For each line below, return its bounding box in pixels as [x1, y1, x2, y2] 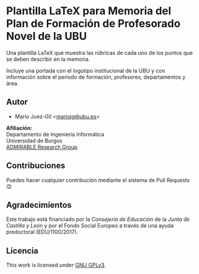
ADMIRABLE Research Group [6, 143, 77, 150]
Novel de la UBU [6, 30, 88, 43]
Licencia [6, 245, 39, 256]
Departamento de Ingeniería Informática [6, 130, 104, 138]
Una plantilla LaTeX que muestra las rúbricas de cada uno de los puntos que [6, 49, 193, 56]
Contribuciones [6, 161, 66, 171]
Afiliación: [6, 124, 33, 132]
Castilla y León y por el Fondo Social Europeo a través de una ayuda [6, 222, 174, 229]
